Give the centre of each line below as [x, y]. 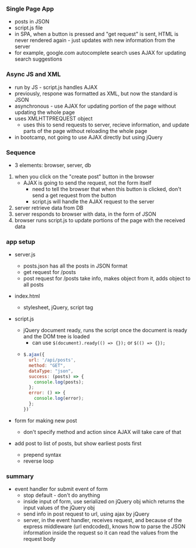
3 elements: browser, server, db [53, 165]
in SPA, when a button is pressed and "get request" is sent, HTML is [96, 34]
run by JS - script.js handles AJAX [56, 87]
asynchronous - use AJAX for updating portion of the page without [95, 106]
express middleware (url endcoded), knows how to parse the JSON [104, 527]
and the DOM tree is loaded [56, 336]
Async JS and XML [34, 74]
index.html [27, 296]
